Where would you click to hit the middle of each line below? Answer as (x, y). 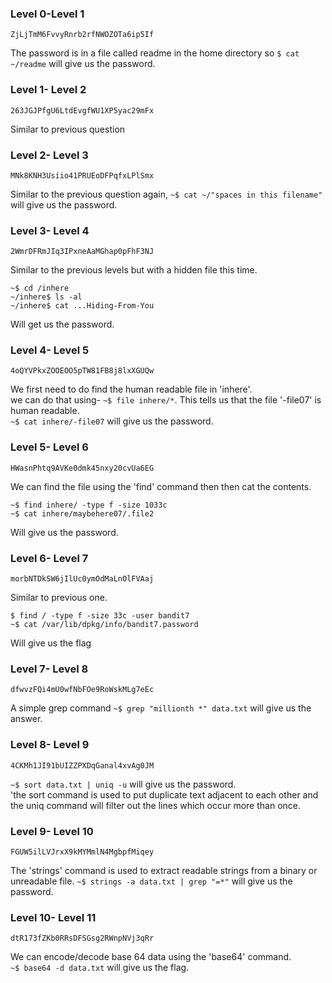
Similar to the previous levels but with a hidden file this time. (134, 270)
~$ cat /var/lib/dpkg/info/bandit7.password (104, 625)
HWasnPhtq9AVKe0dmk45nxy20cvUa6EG (82, 468)
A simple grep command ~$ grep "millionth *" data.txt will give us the (161, 708)
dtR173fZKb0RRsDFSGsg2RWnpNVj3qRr (82, 938)
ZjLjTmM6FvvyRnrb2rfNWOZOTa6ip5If (82, 35)
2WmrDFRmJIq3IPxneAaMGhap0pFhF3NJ (82, 252)
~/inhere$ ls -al (46, 297)
